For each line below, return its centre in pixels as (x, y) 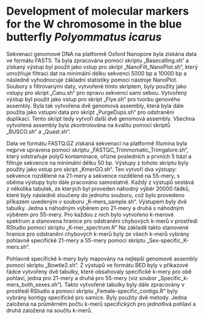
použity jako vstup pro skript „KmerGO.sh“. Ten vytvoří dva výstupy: (92, 169)
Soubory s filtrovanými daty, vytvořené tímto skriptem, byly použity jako (97, 86)
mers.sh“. (18, 247)
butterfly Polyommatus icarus (84, 37)
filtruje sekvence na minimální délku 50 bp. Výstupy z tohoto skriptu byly (97, 163)
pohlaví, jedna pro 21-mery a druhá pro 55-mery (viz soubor (82, 278)
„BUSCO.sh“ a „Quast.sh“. (38, 131)
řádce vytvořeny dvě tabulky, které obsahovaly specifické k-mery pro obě (99, 272)
